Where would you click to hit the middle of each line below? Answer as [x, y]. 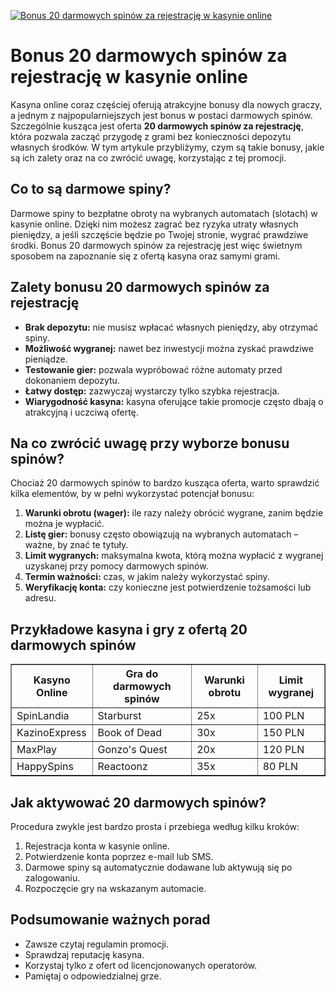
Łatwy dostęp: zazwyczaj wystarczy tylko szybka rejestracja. [152, 391]
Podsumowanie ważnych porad [110, 920]
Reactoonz [122, 767]
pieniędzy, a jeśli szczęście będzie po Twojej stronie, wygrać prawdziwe [159, 234]
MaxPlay [37, 750]
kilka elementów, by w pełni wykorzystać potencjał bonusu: [132, 494]
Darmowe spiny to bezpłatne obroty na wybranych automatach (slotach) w [164, 213]
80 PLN [280, 767]
